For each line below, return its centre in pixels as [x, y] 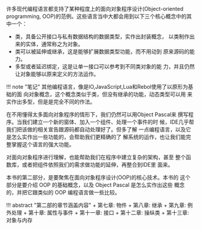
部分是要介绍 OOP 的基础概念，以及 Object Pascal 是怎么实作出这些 [90, 185]
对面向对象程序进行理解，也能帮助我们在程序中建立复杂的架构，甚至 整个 [96, 157]
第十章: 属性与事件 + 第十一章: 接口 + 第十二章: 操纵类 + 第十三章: [109, 213]
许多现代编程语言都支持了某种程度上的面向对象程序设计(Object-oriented [95, 9]
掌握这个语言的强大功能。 [43, 144]
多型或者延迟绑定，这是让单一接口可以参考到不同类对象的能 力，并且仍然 [105, 67]
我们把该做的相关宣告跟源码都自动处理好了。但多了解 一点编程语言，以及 [96, 129]
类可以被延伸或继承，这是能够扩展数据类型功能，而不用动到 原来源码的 [102, 52]
